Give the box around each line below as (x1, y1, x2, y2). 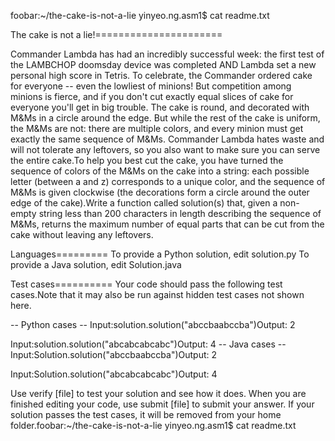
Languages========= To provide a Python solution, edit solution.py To (10, 248, 310, 260)
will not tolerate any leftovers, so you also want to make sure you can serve (10, 144, 321, 155)
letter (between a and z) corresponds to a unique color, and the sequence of (10, 176, 326, 187)
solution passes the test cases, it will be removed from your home (10, 409, 282, 420)
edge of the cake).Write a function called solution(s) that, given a (10, 197, 278, 209)
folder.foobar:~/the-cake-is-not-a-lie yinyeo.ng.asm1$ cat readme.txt (10, 420, 297, 431)
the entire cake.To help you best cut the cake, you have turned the (10, 155, 284, 166)
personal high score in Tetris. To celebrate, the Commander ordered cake (10, 70, 313, 81)
